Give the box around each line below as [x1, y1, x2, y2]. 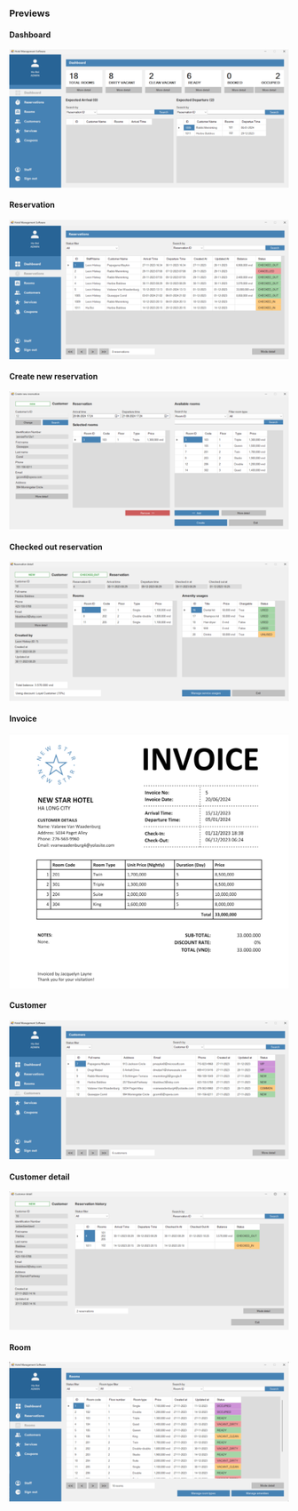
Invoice [9, 713, 37, 724]
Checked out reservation [9, 541, 104, 552]
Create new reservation [9, 372, 98, 382]
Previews [9, 7, 51, 20]
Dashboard [9, 29, 51, 40]
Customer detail [9, 1171, 70, 1182]
